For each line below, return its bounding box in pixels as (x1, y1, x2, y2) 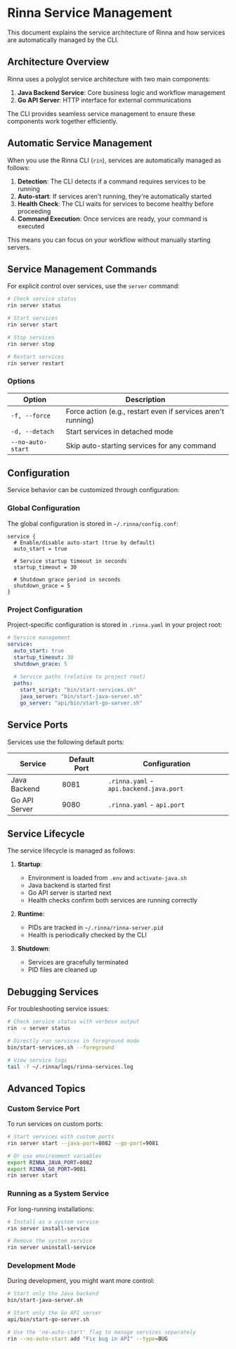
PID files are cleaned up (27, 965, 98, 974)
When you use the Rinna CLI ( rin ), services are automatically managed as (7, 156, 221, 164)
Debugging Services (7, 986, 99, 998)
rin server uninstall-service (7, 1244, 96, 1251)
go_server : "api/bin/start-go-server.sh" (20, 699, 143, 706)
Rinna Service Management (7, 5, 173, 21)
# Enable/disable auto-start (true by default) (13, 539, 156, 546)
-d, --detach (11, 427, 55, 435)
